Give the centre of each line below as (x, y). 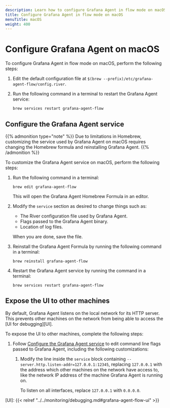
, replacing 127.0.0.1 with (136, 364)
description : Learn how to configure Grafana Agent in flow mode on (79, 10)
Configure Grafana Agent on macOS (82, 49)
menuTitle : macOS (24, 19)
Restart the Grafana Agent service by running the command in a (79, 271)
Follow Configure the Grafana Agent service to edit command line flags (87, 343)
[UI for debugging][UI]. (29, 324)
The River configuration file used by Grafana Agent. (74, 216)
